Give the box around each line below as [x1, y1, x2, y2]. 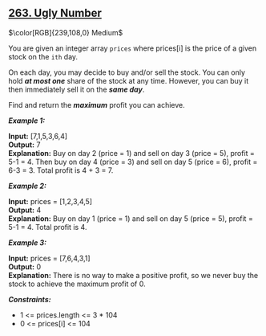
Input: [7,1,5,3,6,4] [8, 131, 68, 141]
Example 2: [8, 181, 46, 191]
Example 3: [8, 237, 46, 248]
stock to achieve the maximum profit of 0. [8, 279, 146, 289]
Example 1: [8, 116, 46, 125]
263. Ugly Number [8, 6, 103, 20]
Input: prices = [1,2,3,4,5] [8, 196, 93, 206]
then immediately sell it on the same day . [8, 84, 145, 94]
